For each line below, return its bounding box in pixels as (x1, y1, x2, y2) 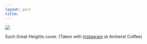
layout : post (5, 7, 32, 12)
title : (5, 11, 18, 16)
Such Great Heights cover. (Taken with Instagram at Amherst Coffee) (5, 33, 142, 39)
